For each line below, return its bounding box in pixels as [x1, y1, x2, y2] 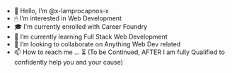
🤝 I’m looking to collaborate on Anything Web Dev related [13, 40, 181, 48]
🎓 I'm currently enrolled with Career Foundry [13, 22, 148, 31]
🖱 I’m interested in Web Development [13, 14, 122, 22]
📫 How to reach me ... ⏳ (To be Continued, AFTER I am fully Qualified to [13, 48, 225, 56]
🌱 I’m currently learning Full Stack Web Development [13, 32, 168, 41]
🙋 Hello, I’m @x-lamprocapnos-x [13, 7, 110, 15]
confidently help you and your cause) [13, 58, 124, 66]
